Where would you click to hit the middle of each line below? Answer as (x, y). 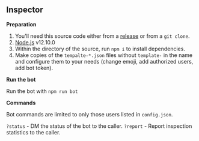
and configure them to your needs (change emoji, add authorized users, (104, 61)
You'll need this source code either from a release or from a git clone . (103, 36)
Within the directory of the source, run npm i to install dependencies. (100, 49)
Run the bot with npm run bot (42, 91)
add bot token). (34, 68)
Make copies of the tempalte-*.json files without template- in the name (104, 55)
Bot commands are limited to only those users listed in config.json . (90, 114)
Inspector (25, 10)
